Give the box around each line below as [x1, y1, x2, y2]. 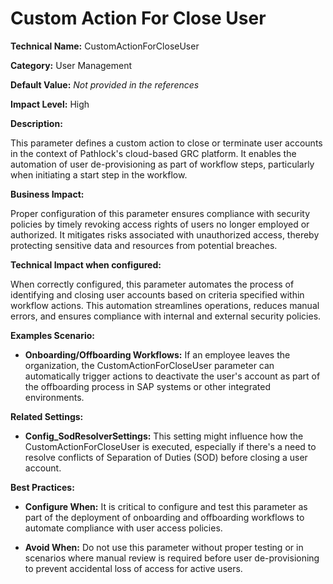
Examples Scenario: [10, 329, 96, 341]
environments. [24, 391, 85, 403]
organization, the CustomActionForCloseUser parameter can [24, 359, 275, 371]
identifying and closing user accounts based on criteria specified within [10, 288, 305, 301]
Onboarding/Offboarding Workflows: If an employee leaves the [24, 348, 291, 361]
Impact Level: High [10, 98, 90, 110]
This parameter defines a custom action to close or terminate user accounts [10, 137, 323, 149]
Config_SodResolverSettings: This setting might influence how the [24, 430, 304, 442]
